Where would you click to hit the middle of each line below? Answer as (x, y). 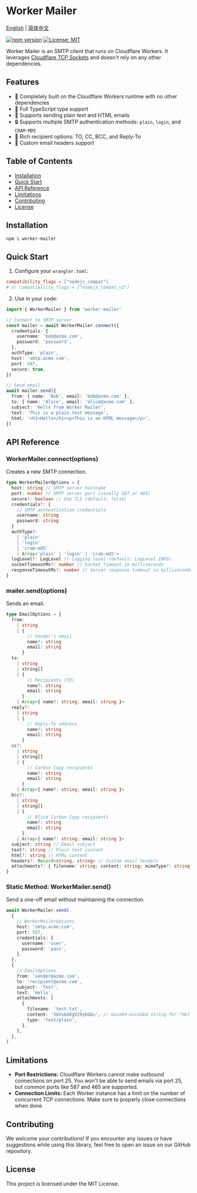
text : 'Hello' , (35, 993)
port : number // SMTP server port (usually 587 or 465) (81, 493)
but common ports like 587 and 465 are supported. (76, 1087)
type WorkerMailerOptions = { (43, 483)
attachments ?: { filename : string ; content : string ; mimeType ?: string (101, 866)
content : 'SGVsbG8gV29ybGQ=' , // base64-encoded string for (102, 1014)
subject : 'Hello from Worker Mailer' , (59, 407)
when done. (29, 1106)
